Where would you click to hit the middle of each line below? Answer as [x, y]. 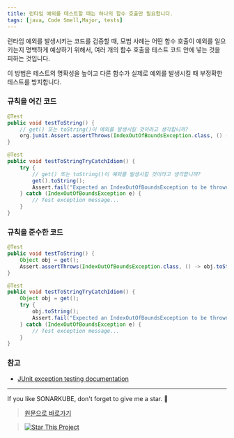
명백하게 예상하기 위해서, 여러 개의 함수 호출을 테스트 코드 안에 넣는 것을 [123, 49]
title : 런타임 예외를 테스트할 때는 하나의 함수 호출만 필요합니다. [90, 14]
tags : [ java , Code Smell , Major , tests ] [65, 20]
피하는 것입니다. [29, 58]
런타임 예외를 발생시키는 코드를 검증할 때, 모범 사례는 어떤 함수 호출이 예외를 [110, 41]
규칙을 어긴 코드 [32, 102]
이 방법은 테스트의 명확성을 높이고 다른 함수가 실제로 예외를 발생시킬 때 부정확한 [115, 73]
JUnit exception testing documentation [73, 378]
